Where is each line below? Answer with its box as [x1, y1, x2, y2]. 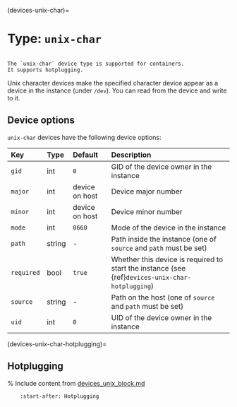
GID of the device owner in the [111, 162, 212, 172]
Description [111, 150, 152, 160]
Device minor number [111, 206, 183, 216]
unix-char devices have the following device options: [7, 133, 162, 141]
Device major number [111, 187, 183, 196]
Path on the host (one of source [111, 293, 215, 302]
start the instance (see [111, 263, 186, 273]
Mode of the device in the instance [111, 223, 226, 232]
